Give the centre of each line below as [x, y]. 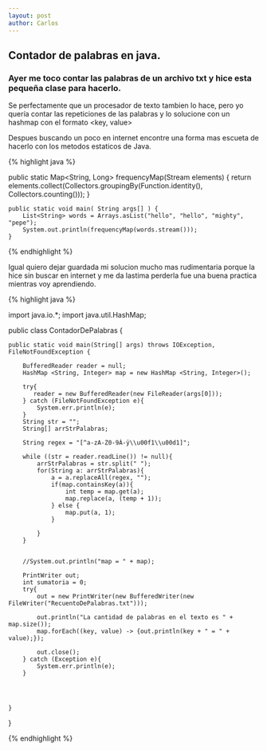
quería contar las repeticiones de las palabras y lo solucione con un [119, 114]
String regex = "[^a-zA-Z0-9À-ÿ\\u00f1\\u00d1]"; [107, 443]
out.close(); [59, 652]
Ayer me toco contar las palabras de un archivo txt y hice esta [130, 78]
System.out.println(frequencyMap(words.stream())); [110, 230]
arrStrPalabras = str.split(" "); [94, 464]
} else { [65, 506]
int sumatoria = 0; [55, 583]
